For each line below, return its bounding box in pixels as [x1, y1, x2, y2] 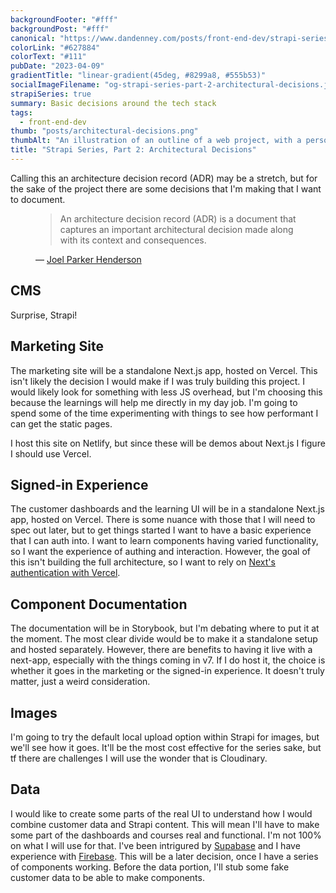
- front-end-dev [19, 117, 87, 127]
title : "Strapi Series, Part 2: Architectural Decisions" [10, 145, 257, 155]
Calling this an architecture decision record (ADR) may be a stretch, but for [10, 172, 318, 184]
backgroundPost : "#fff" [10, 24, 110, 34]
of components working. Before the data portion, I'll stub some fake [10, 861, 290, 873]
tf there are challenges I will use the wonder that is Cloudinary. [10, 752, 268, 764]
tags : [10, 107, 33, 118]
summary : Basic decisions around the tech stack [10, 98, 217, 108]
